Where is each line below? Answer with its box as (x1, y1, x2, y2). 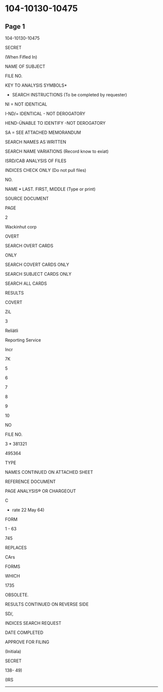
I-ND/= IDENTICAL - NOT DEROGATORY (5, 111, 86, 116)
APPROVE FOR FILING (5, 639, 49, 645)
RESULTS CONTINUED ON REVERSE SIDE (5, 601, 89, 607)
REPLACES (5, 545, 27, 550)
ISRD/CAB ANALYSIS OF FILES (5, 158, 66, 164)
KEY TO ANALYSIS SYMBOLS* (5, 82, 67, 88)
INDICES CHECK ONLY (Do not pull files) (5, 168, 86, 173)
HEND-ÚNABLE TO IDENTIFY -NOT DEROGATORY (5, 120, 106, 126)
